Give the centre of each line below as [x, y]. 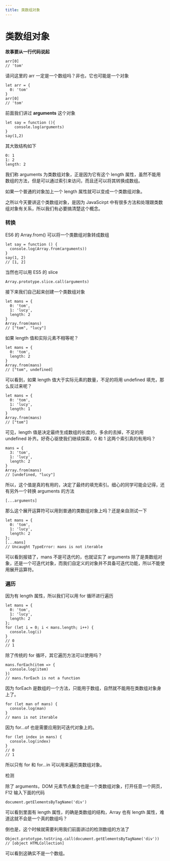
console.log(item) [29, 669]
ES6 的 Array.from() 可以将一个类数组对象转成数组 [57, 235]
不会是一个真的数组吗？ [43, 818]
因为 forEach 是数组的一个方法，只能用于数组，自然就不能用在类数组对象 [81, 688]
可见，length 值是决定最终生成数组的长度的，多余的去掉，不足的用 [75, 432]
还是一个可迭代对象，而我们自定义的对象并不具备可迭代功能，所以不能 [87, 563]
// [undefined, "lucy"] [30, 475]
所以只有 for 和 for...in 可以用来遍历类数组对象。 [55, 765]
